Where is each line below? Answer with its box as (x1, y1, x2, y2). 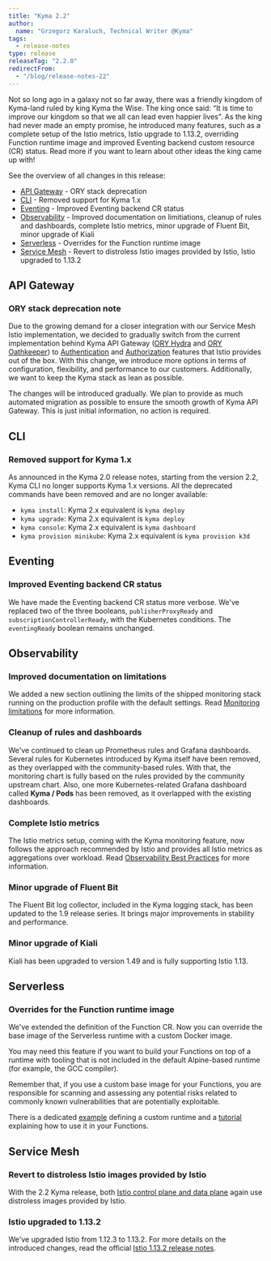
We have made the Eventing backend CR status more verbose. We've (8, 597, 240, 607)
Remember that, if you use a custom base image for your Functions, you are (8, 1079, 261, 1089)
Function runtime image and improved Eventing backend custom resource (8, 137, 255, 147)
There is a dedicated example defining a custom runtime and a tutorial (8, 1113, 243, 1122)
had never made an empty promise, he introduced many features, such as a (8, 120, 261, 130)
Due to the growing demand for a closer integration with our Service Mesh (8, 321, 256, 331)
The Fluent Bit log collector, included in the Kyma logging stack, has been (8, 900, 253, 910)
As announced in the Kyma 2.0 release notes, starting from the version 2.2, (8, 472, 259, 482)
